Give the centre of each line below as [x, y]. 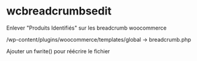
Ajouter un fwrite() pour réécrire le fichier [58, 51]
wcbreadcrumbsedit [59, 11]
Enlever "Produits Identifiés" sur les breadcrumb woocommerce [86, 28]
